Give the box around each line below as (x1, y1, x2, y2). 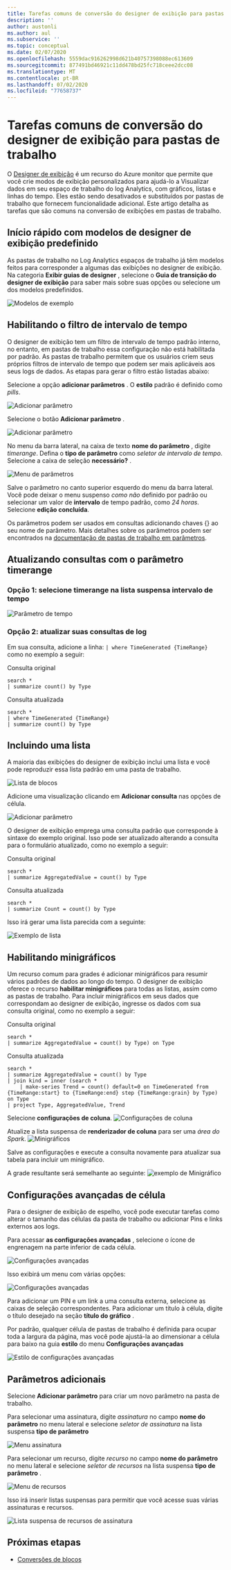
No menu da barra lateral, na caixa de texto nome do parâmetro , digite (7, 441, 211, 450)
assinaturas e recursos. (7, 1503, 74, 1511)
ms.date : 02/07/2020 (7, 49, 67, 56)
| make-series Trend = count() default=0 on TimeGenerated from (19, 1084, 209, 1091)
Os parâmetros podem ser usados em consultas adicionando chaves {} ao (7, 518, 219, 527)
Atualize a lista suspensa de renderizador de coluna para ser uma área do (7, 1127, 220, 1136)
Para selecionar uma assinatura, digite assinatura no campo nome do (7, 1413, 206, 1421)
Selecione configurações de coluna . (7, 1114, 113, 1123)
